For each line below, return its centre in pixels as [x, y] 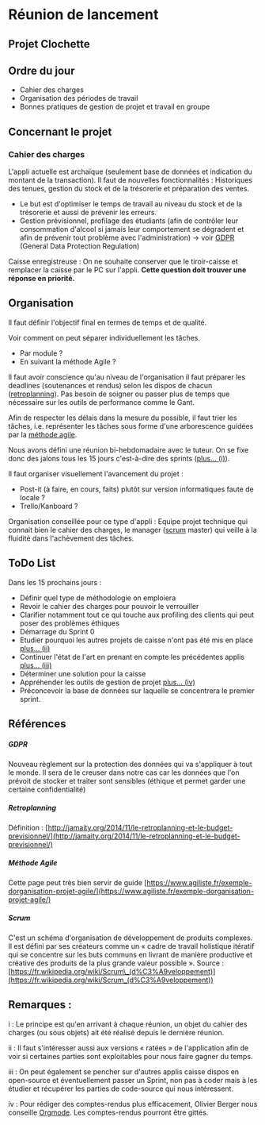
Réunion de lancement [83, 15]
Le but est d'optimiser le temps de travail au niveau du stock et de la [131, 204]
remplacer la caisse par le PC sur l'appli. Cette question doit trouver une [127, 270]
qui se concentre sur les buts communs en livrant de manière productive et [131, 954]
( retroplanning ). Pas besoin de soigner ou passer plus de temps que [119, 394]
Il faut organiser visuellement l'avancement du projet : [96, 473]
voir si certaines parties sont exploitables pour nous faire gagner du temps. [131, 1056]
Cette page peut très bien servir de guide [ [78, 882]
